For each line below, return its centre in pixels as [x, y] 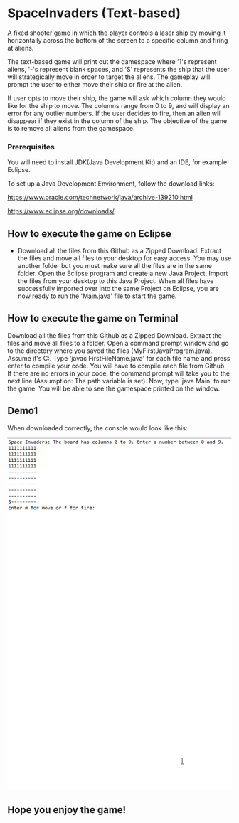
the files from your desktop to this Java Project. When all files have [116, 281]
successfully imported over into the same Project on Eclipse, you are [118, 289]
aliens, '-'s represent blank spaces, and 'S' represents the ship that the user [118, 69]
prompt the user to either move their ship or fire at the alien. [95, 84]
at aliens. [21, 48]
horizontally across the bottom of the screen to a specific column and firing [118, 40]
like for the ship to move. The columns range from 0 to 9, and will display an [118, 105]
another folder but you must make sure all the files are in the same [115, 266]
